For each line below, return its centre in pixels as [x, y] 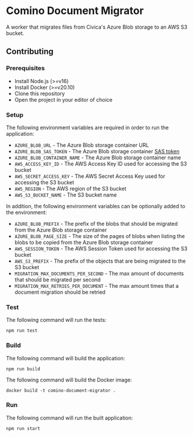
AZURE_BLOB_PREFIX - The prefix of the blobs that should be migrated [96, 223]
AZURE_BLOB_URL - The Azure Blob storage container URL [82, 145]
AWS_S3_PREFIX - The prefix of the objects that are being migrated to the [100, 261]
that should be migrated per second [57, 280]
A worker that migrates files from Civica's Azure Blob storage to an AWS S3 [97, 27]
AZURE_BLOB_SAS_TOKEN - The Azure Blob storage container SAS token [97, 151]
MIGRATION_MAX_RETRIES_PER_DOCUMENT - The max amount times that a [96, 285]
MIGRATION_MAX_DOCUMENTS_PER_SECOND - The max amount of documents [99, 273]
